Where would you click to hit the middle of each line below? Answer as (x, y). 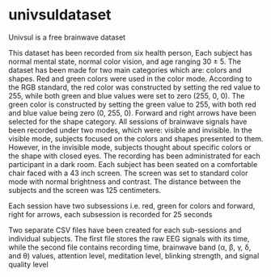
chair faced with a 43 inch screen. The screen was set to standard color (128, 173)
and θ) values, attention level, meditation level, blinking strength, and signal (134, 255)
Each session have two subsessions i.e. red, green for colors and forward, (132, 206)
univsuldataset (60, 15)
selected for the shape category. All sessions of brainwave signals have (128, 121)
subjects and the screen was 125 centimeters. (85, 190)
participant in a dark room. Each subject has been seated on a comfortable (133, 164)
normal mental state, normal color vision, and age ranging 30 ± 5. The (125, 61)
